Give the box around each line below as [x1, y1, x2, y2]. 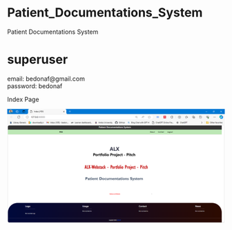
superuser [7, 52, 68, 67]
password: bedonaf [7, 81, 63, 90]
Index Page [7, 95, 39, 103]
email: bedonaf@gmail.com [7, 74, 85, 83]
